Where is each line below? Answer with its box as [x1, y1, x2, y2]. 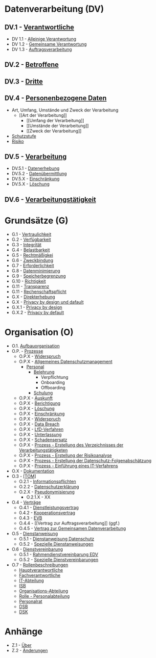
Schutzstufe [11, 133, 36, 139]
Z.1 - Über [11, 642, 32, 648]
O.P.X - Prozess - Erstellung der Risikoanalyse [19, 452, 112, 458]
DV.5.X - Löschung [11, 181, 50, 187]
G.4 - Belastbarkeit [11, 247, 50, 253]
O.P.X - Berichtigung [19, 400, 61, 406]
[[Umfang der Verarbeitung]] [26, 117, 84, 123]
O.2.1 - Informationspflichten [19, 478, 76, 484]
